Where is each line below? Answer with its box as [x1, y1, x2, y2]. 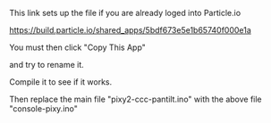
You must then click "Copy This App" [9, 42, 146, 53]
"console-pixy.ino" [9, 103, 79, 114]
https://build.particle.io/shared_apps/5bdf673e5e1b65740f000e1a [9, 25, 252, 35]
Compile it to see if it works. [9, 77, 113, 87]
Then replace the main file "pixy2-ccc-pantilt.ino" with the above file [9, 94, 262, 104]
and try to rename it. [9, 60, 84, 70]
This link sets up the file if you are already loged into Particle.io [9, 8, 241, 18]
